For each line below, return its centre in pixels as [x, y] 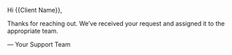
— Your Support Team [39, 44]
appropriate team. [33, 31]
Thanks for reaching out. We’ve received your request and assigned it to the [116, 23]
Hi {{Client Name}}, [35, 10]
